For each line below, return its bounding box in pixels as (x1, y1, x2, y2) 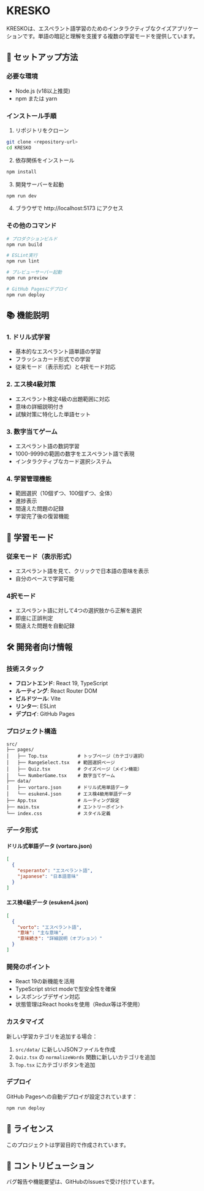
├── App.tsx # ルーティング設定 (6, 797, 119, 804)
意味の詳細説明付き (15, 403, 64, 410)
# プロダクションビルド (6, 235, 58, 242)
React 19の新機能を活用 (15, 978, 75, 985)
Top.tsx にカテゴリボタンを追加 (15, 1061, 96, 1068)
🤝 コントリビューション (6, 1160, 94, 1171)
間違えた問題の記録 (15, 505, 64, 512)
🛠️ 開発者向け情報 (6, 642, 73, 652)
